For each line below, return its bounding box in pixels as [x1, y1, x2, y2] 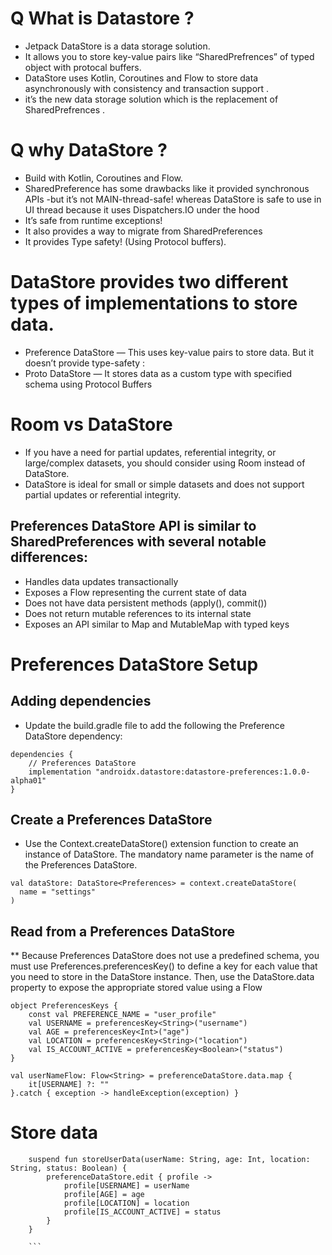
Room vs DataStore [10, 413, 173, 436]
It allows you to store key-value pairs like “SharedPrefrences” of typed [24, 50, 315, 62]
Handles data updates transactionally [24, 575, 179, 587]
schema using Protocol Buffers [24, 378, 153, 390]
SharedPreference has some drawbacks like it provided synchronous [24, 182, 310, 194]
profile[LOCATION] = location [63, 1198, 190, 1209]
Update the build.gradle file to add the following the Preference [24, 719, 285, 731]
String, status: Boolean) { [10, 1163, 128, 1174]
